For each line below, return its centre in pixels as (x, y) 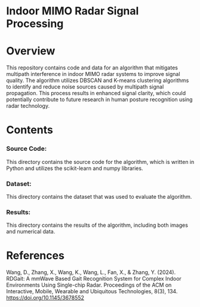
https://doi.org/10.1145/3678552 (45, 298)
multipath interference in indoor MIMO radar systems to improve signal (93, 74)
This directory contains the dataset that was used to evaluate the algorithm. (99, 196)
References (35, 256)
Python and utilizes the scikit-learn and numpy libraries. (75, 168)
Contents (30, 130)
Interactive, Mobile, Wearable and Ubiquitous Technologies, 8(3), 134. (92, 291)
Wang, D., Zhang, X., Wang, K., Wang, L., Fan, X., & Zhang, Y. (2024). (91, 272)
